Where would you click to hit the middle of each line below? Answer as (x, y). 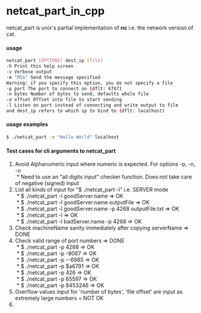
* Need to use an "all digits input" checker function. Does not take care (104, 177)
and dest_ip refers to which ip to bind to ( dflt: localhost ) (85, 111)
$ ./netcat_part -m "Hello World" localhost (63, 137)
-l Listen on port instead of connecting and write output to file (92, 105)
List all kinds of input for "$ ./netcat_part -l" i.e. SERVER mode (91, 190)
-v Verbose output (29, 71)
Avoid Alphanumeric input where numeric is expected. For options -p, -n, (105, 164)
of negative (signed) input (47, 183)
